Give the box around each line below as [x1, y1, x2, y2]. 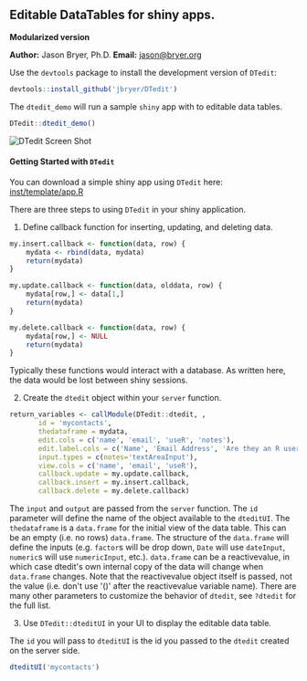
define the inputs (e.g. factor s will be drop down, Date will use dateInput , [9, 542, 286, 553]
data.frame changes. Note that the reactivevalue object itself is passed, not [9, 571, 292, 582]
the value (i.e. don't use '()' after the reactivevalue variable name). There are [9, 581, 297, 592]
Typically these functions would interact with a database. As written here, [9, 365, 286, 376]
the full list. [9, 600, 51, 611]
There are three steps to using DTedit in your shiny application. [9, 204, 247, 215]
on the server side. [9, 645, 80, 656]
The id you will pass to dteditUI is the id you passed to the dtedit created [9, 635, 290, 646]
